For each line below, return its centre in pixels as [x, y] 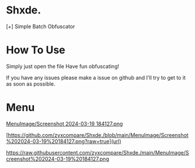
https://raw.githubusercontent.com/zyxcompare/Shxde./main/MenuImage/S [97, 152]
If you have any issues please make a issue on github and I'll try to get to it [96, 77]
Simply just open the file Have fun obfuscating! [63, 66]
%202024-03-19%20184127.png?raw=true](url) [64, 141]
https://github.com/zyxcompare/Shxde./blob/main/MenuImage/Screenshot [98, 135]
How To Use [36, 50]
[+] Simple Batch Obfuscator [41, 26]
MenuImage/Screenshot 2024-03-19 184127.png [64, 124]
